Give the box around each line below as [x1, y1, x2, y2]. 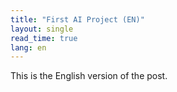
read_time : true [10, 33, 78, 43]
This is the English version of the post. [10, 70, 168, 82]
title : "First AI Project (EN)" [10, 14, 145, 25]
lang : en [10, 42, 47, 53]
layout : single [10, 24, 74, 34]
